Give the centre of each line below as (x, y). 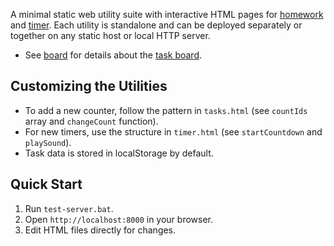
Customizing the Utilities (89, 86)
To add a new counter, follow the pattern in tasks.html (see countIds (166, 110)
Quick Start (46, 184)
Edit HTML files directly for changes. (100, 230)
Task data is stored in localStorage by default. (119, 153)
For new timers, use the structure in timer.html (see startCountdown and (173, 131)
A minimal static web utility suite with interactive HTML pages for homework (167, 14)
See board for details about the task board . (113, 55)
